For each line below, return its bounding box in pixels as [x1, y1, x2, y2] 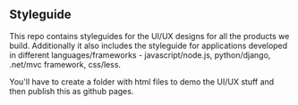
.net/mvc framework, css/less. [9, 59, 122, 69]
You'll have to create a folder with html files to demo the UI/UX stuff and [9, 76, 275, 87]
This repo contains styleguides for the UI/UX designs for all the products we [9, 30, 290, 41]
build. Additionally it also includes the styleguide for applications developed [9, 40, 288, 51]
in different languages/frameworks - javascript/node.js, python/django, [9, 49, 271, 61]
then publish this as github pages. [9, 85, 134, 96]
